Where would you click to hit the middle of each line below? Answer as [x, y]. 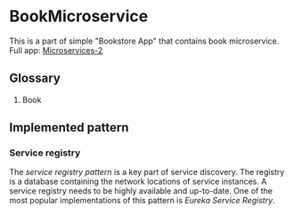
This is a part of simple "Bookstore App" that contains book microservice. [144, 41]
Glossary [35, 79]
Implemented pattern [69, 127]
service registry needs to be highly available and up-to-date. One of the [141, 191]
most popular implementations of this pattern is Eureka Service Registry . [142, 201]
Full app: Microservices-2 [56, 50]
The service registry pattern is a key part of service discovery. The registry [147, 172]
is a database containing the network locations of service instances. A [138, 182]
